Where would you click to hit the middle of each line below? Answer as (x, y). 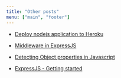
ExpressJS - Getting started (48, 68)
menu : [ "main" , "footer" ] (38, 17)
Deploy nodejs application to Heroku (59, 34)
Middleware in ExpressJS (45, 45)
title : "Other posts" (33, 12)
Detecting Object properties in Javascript (65, 57)
